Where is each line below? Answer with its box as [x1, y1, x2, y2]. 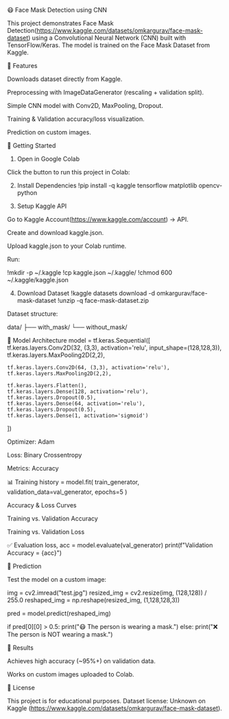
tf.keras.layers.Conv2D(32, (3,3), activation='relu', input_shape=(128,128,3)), [7, 343, 222, 352]
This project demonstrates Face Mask [7, 19, 114, 27]
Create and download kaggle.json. [7, 229, 104, 236]
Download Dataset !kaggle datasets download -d [16, 289, 156, 297]
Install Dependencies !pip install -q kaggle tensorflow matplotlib [16, 181, 197, 190]
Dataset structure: [7, 310, 58, 318]
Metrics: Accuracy [7, 464, 60, 472]
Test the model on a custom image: [7, 575, 107, 583]
